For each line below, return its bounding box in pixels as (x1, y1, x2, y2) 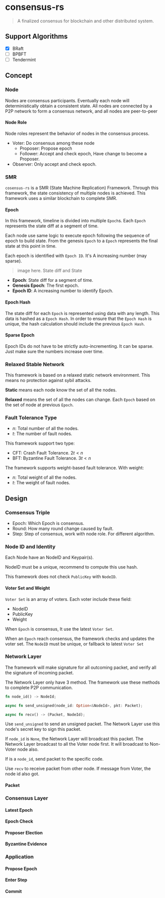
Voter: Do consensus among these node (12, 140, 95, 146)
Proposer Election (5, 830, 43, 835)
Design (5, 494, 28, 503)
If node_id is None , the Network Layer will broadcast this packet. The (5, 736, 144, 742)
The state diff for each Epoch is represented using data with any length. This (5, 310, 160, 316)
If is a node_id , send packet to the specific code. (5, 756, 104, 762)
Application (5, 853, 34, 860)
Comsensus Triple (5, 509, 51, 516)
